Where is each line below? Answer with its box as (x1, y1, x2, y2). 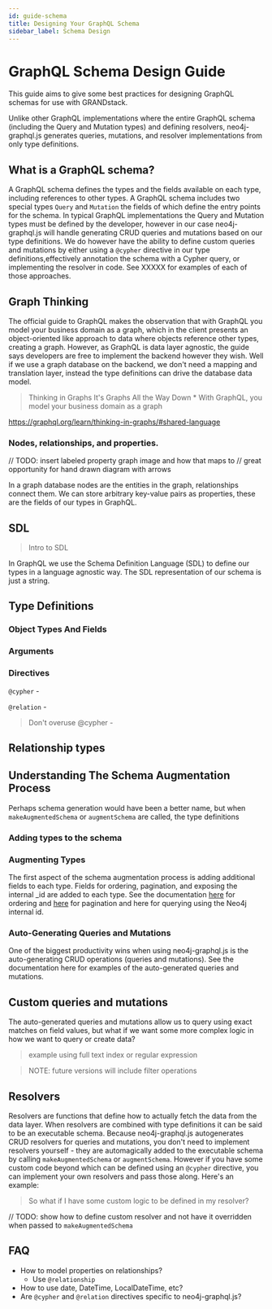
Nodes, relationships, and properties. (8, 437, 159, 449)
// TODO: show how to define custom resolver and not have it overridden (8, 1211, 252, 1221)
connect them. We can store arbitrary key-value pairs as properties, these (8, 489, 256, 499)
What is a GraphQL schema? (8, 163, 155, 177)
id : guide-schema (8, 11, 67, 20)
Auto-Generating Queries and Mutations (8, 927, 171, 939)
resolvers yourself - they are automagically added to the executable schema (8, 1145, 264, 1155)
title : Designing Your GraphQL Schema (8, 20, 140, 28)
